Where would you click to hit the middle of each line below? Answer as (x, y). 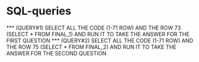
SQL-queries (39, 11)
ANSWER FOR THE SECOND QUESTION (56, 53)
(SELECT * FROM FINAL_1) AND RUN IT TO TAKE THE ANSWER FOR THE (98, 34)
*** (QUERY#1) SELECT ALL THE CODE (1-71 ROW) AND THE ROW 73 (93, 28)
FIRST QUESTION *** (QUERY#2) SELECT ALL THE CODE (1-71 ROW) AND (100, 40)
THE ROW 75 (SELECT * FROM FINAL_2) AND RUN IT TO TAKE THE (92, 47)
